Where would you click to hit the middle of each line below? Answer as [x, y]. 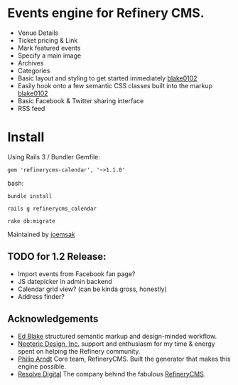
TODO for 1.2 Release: [57, 257]
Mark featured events [49, 48]
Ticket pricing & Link [48, 40]
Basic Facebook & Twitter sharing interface [81, 100]
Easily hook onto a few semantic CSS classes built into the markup [115, 85]
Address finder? [41, 296]
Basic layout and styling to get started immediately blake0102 [107, 78]
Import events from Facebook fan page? [76, 274]
